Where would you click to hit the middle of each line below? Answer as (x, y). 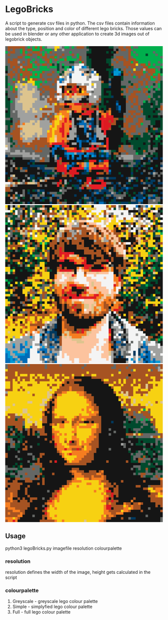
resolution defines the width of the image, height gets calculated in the (78, 572)
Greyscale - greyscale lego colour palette (55, 601)
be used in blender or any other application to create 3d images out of (77, 34)
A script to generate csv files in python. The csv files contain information (80, 23)
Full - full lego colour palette (41, 612)
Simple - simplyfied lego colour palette (52, 607)
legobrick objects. (24, 39)
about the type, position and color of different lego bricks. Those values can (83, 28)
